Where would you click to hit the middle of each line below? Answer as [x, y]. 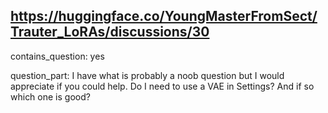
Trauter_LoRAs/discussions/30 [110, 32]
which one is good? [50, 96]
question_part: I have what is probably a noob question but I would [147, 75]
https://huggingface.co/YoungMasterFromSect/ [164, 16]
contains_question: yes [57, 56]
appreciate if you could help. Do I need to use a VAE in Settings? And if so [162, 86]
